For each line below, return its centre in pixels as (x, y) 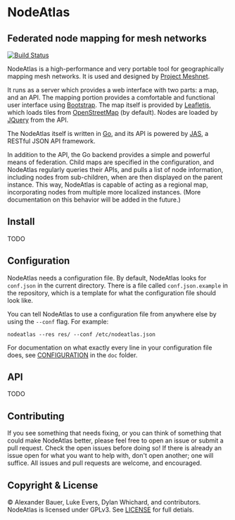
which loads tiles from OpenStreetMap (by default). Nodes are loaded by (113, 112)
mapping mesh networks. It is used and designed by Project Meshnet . (109, 76)
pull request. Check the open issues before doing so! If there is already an (114, 448)
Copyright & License (53, 485)
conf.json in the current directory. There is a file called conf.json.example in (118, 285)
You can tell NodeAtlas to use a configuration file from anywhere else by (112, 314)
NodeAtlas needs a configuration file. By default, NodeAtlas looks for (107, 278)
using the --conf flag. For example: (58, 321)
